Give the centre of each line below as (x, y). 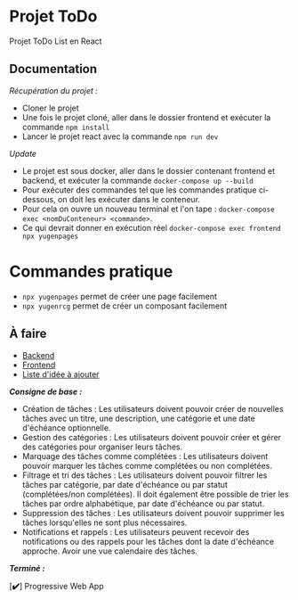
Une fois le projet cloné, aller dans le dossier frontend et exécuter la (146, 117)
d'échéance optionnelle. (66, 427)
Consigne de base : (46, 391)
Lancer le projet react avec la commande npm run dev (120, 136)
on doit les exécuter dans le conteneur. (129, 199)
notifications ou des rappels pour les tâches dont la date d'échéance (148, 541)
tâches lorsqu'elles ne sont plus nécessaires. (105, 522)
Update (23, 153)
